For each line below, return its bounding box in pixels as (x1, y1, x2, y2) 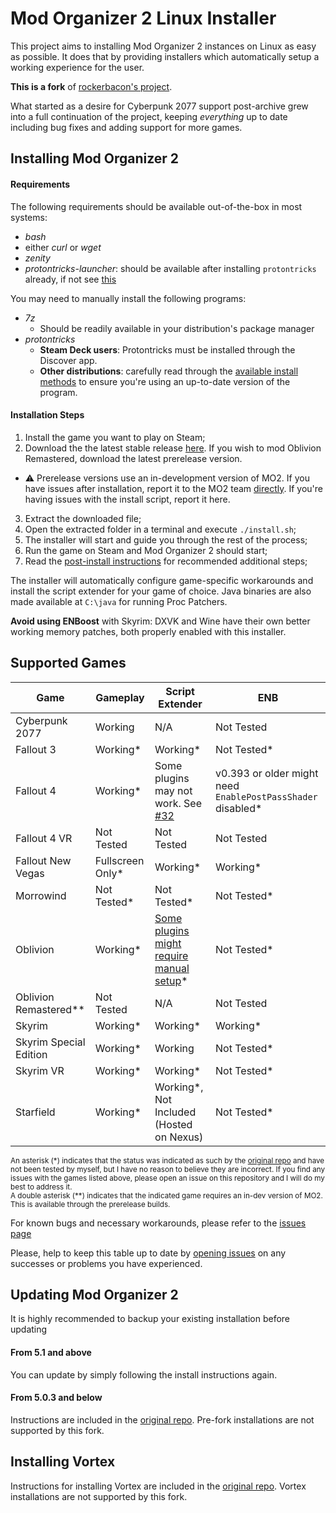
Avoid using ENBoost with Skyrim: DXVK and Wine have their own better (10, 615, 311, 627)
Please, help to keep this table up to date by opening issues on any (10, 1247, 287, 1259)
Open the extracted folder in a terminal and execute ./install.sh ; (24, 523, 297, 535)
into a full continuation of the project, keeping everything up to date (10, 110, 288, 122)
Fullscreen (94, 853, 145, 867)
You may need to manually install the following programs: (10, 292, 247, 304)
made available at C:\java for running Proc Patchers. (10, 595, 228, 607)
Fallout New (15, 853, 72, 867)
